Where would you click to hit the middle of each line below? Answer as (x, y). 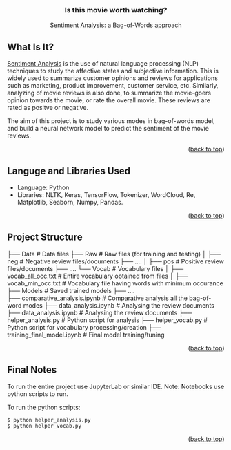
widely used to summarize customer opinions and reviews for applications (113, 78)
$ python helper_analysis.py (49, 420)
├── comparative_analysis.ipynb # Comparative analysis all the (98, 298)
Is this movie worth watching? (116, 10)
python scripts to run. (38, 394)
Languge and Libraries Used (69, 171)
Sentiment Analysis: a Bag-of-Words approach (116, 25)
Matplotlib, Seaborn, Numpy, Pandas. (70, 202)
